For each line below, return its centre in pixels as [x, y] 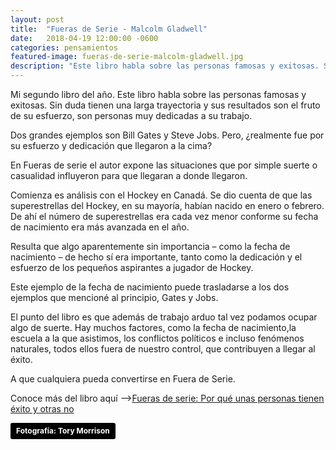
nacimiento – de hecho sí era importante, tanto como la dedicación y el [156, 257]
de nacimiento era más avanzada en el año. [100, 227]
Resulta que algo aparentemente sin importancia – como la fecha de [150, 246]
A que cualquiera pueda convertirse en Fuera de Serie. [123, 379]
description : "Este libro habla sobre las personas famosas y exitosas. [165, 66]
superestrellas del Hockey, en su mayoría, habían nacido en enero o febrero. [167, 205]
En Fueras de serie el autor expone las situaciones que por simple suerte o [164, 165]
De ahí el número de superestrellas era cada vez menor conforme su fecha [164, 216]
